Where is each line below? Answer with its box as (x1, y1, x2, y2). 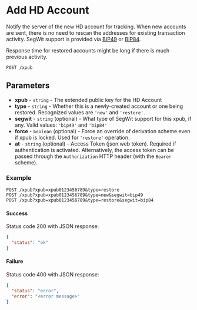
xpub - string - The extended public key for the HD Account (14, 96, 162, 103)
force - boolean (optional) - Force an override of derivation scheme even (14, 127, 191, 134)
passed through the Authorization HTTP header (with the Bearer (14, 153, 172, 160)
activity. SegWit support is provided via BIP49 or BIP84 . (6, 35, 141, 42)
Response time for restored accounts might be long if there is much (6, 47, 169, 54)
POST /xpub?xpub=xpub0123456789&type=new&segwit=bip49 (6, 192, 143, 198)
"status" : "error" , (11, 288, 59, 293)
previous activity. (6, 53, 48, 60)
